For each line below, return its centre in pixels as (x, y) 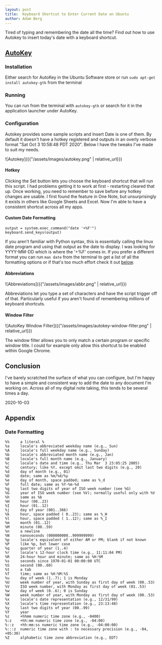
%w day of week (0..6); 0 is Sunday (47, 591)
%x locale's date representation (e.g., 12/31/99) (62, 599)
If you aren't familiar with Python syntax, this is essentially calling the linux (79, 242)
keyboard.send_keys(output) (33, 233)
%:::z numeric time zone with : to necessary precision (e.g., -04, (77, 629)
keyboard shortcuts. (25, 304)
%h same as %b (24, 497)
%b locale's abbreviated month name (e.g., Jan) (59, 455)
